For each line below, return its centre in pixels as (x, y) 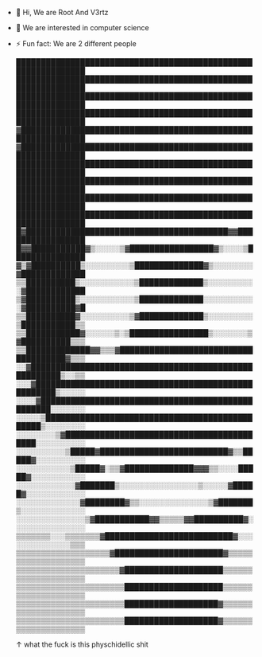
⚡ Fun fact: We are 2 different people (76, 43)
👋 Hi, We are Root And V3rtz (62, 12)
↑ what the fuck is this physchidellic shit (82, 644)
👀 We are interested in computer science (82, 27)
